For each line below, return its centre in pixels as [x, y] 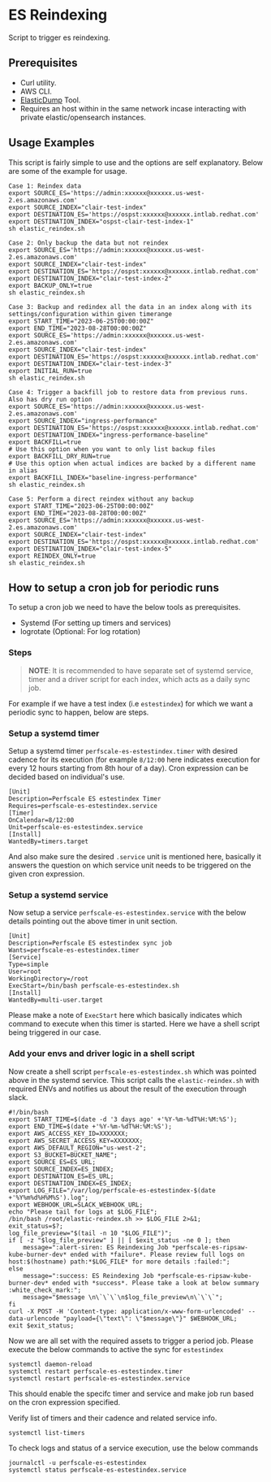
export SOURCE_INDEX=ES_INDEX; [61, 1169]
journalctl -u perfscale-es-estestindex [78, 1462]
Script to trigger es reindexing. [60, 37]
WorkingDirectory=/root [49, 979]
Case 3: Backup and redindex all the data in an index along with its [130, 306]
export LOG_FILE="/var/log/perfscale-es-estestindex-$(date [112, 1190]
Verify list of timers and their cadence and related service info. [113, 1418]
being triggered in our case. [55, 1032]
